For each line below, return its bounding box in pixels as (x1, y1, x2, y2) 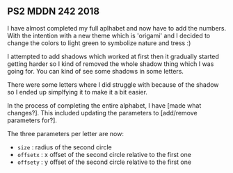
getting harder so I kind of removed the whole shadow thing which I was (7, 59, 214, 68)
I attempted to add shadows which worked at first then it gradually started (7, 52, 219, 60)
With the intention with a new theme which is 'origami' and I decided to (7, 31, 211, 40)
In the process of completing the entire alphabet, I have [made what (7, 101, 202, 110)
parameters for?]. (7, 116, 58, 124)
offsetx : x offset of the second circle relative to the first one (17, 150, 191, 158)
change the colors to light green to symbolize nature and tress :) (7, 38, 191, 47)
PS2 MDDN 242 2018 (7, 6, 99, 17)
